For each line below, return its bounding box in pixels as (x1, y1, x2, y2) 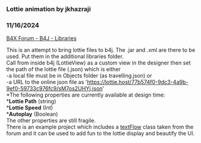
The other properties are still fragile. (6, 117, 96, 124)
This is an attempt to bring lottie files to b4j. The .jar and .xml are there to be (6, 46, 196, 54)
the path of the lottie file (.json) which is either (6, 66, 121, 73)
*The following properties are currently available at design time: (6, 91, 165, 98)
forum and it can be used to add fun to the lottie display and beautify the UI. (6, 130, 195, 137)
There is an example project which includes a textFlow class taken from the (6, 123, 194, 131)
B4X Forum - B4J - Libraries (6, 35, 77, 42)
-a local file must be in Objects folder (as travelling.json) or (6, 72, 153, 80)
